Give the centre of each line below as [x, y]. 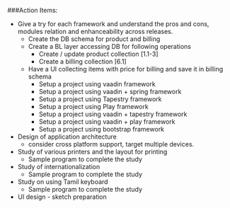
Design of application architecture [67, 137]
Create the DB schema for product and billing [94, 39]
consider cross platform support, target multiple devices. [111, 144]
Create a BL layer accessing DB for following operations [109, 46]
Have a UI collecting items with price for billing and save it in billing [126, 69]
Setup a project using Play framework [93, 106]
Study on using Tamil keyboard [63, 182]
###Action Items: [33, 10]
